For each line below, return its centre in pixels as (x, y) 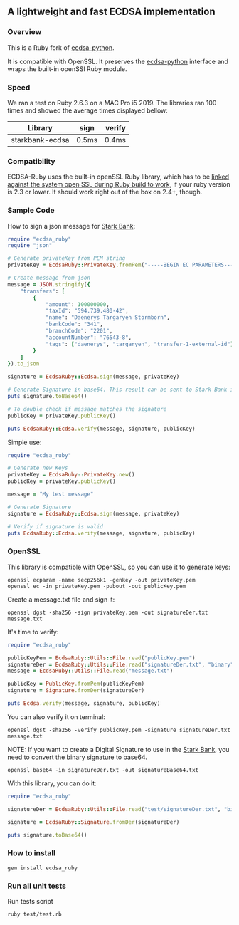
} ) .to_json (23, 364)
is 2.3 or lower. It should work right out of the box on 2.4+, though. (105, 192)
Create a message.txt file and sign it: (61, 599)
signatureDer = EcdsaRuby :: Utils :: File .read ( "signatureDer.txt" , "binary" (121, 664)
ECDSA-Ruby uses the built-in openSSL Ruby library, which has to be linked (118, 177)
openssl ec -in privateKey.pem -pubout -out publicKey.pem (97, 586)
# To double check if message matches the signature (87, 409)
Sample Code (31, 211)
